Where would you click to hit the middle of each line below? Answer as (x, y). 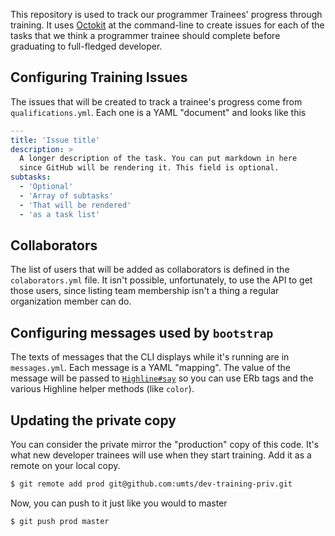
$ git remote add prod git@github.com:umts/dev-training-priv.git (151, 484)
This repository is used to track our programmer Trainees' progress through (166, 14)
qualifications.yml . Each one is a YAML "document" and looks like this (158, 112)
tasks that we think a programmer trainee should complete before (145, 35)
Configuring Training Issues (99, 77)
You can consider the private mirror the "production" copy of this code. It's (165, 444)
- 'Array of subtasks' (66, 195)
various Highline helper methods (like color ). (102, 389)
